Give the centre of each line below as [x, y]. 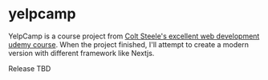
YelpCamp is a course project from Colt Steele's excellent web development [134, 36]
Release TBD [30, 68]
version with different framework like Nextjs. [81, 53]
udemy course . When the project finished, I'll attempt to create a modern [128, 44]
